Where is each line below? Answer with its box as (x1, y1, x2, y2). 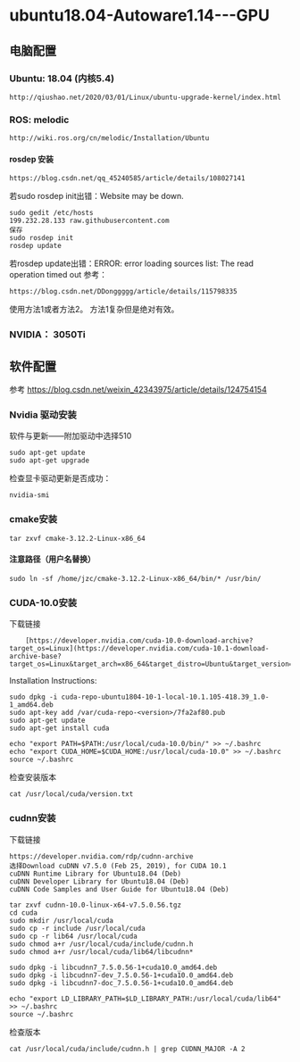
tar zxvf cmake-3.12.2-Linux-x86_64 (9, 534, 146, 543)
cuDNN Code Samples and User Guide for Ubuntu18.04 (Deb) (9, 884, 229, 893)
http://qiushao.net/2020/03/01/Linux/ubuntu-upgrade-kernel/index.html (9, 93, 281, 102)
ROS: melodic (9, 113, 70, 126)
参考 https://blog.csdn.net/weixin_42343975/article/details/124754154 (9, 385, 268, 395)
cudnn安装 (9, 812, 56, 825)
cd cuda (9, 908, 38, 917)
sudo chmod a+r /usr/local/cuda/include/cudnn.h (9, 939, 194, 949)
